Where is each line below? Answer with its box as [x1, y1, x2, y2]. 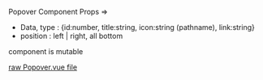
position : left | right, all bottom [19, 32, 123, 40]
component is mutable [8, 47, 84, 56]
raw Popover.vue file [8, 62, 78, 72]
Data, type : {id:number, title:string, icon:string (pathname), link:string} [19, 23, 256, 32]
